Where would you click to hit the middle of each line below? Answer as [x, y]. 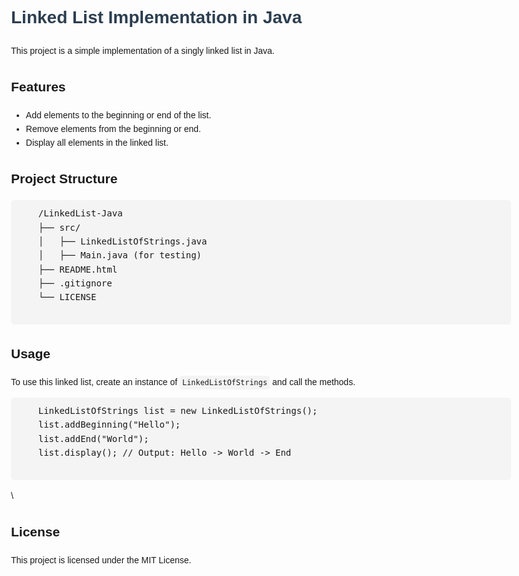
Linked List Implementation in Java [157, 17]
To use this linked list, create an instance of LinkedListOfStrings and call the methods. [183, 381]
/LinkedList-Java [80, 213]
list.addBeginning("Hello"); [109, 425]
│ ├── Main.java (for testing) [120, 255]
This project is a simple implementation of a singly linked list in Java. [143, 50]
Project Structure [64, 179]
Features [38, 86]
